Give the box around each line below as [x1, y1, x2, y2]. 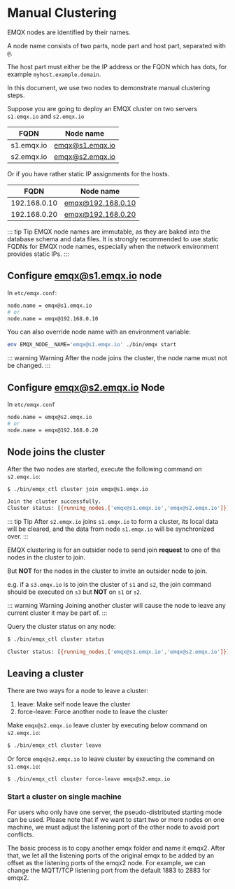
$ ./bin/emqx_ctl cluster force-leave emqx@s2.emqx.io [7, 775, 171, 783]
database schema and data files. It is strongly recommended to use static [7, 234, 219, 243]
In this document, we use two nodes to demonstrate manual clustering [7, 83, 211, 92]
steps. [7, 91, 25, 99]
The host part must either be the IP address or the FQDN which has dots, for [7, 62, 227, 71]
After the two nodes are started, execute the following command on [7, 464, 202, 473]
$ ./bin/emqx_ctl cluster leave [7, 741, 101, 749]
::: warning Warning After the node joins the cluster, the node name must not [7, 354, 227, 362]
